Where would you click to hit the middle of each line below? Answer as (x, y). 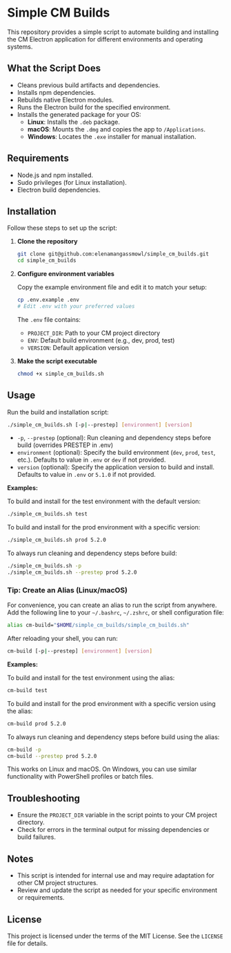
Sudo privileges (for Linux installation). (72, 182)
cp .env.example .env (48, 300)
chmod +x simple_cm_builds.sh (61, 374)
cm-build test (28, 690)
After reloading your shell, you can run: (63, 639)
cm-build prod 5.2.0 (37, 724)
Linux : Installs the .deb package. (74, 122)
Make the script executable (57, 361)
